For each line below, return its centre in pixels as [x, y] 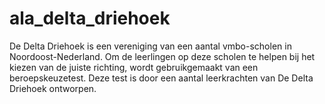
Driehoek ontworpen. [53, 88]
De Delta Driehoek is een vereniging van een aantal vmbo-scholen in [150, 46]
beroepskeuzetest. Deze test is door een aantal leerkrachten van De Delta [161, 78]
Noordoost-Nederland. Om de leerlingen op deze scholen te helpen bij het [162, 56]
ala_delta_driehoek [90, 18]
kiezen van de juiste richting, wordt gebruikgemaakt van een [134, 67]
